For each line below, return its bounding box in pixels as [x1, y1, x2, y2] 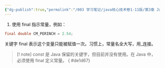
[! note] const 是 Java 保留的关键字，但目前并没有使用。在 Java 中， [16, 51, 156, 57]
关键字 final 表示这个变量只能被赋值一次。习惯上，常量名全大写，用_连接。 [4, 40, 156, 47]
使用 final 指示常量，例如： [11, 21, 66, 27]
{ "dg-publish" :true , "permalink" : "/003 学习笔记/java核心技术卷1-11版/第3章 [4, 7, 155, 12]
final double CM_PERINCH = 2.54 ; [4, 31, 73, 36]
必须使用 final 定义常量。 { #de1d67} [16, 57, 91, 63]
